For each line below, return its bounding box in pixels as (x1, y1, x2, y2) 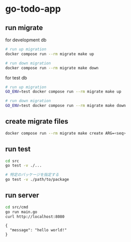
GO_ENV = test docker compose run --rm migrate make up (5, 89, 122, 94)
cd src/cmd (5, 204, 28, 209)
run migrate (5, 23, 43, 32)
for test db (5, 74, 27, 80)
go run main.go (5, 209, 38, 214)
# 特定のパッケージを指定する (5, 172, 59, 177)
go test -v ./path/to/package (5, 177, 70, 182)
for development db (5, 37, 47, 43)
